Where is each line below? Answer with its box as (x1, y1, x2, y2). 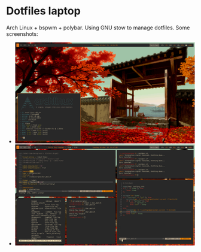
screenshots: (6, 30, 38, 37)
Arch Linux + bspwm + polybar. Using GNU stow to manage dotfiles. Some (6, 24, 190, 31)
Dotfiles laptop (6, 4, 81, 18)
